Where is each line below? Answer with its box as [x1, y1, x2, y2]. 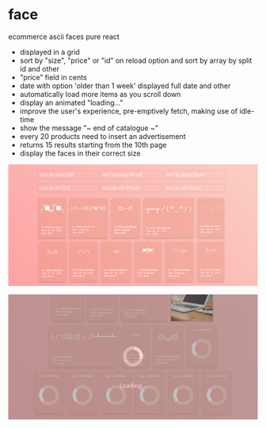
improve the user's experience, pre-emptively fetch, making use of [19, 106, 238, 116]
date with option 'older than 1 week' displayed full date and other [19, 81, 231, 91]
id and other [19, 64, 60, 73]
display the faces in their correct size [19, 148, 141, 158]
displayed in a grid [19, 47, 81, 56]
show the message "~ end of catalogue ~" [19, 123, 158, 133]
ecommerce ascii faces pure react [8, 32, 120, 41]
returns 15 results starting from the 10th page [19, 140, 167, 149]
